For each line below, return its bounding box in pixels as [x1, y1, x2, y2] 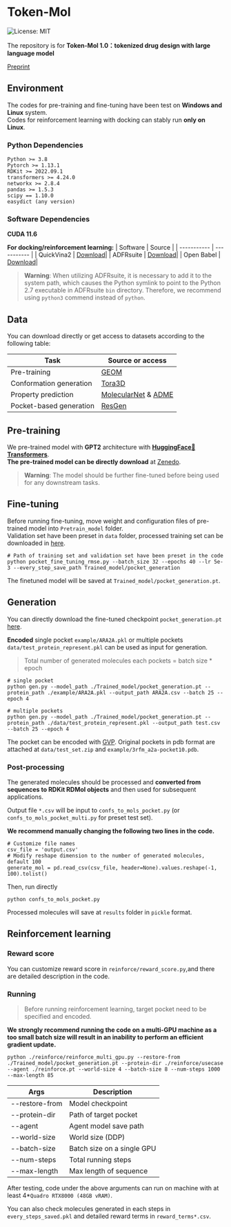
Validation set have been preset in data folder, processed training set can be [7, 531, 224, 539]
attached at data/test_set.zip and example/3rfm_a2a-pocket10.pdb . [7, 745, 199, 753]
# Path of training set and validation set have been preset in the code [7, 552, 224, 559]
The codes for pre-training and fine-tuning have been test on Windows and [7, 101, 223, 109]
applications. [7, 793, 43, 801]
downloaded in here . [7, 539, 66, 547]
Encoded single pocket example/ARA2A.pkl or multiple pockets [7, 636, 183, 644]
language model [7, 49, 55, 57]
